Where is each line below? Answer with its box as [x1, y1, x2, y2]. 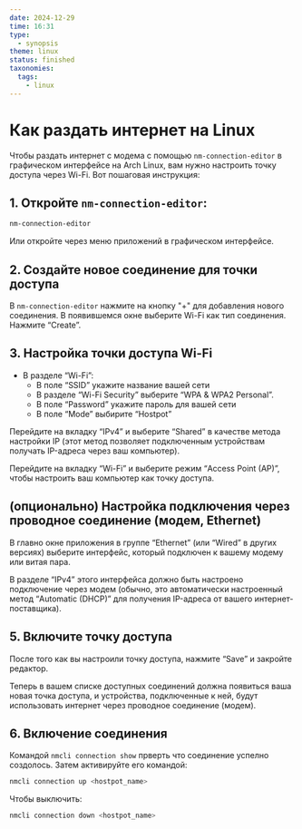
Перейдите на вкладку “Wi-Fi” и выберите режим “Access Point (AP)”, [9, 463, 280, 473]
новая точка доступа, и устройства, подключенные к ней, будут [9, 690, 258, 701]
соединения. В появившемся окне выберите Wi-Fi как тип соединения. [9, 310, 287, 321]
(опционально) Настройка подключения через [9, 499, 290, 514]
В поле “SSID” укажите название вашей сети [35, 379, 210, 390]
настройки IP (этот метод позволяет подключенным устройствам [9, 435, 266, 446]
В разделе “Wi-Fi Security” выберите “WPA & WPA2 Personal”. [35, 389, 274, 400]
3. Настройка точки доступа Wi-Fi [9, 346, 213, 361]
